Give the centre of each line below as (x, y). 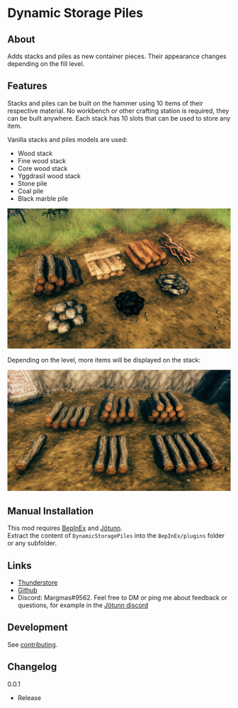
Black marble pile (43, 198)
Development (38, 627)
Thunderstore (38, 582)
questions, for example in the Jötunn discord (83, 605)
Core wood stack (42, 168)
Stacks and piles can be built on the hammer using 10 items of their (105, 103)
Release (29, 697)
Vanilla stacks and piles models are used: (67, 139)
